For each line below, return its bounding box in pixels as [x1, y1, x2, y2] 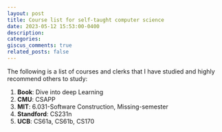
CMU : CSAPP [16, 95, 56, 103]
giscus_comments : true [7, 42, 72, 49]
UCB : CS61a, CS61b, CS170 [16, 117, 95, 125]
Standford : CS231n [16, 109, 72, 118]
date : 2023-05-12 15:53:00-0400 [7, 23, 100, 30]
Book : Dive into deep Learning [16, 87, 104, 96]
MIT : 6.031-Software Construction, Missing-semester [16, 102, 168, 111]
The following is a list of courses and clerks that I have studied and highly [7, 67, 215, 76]
